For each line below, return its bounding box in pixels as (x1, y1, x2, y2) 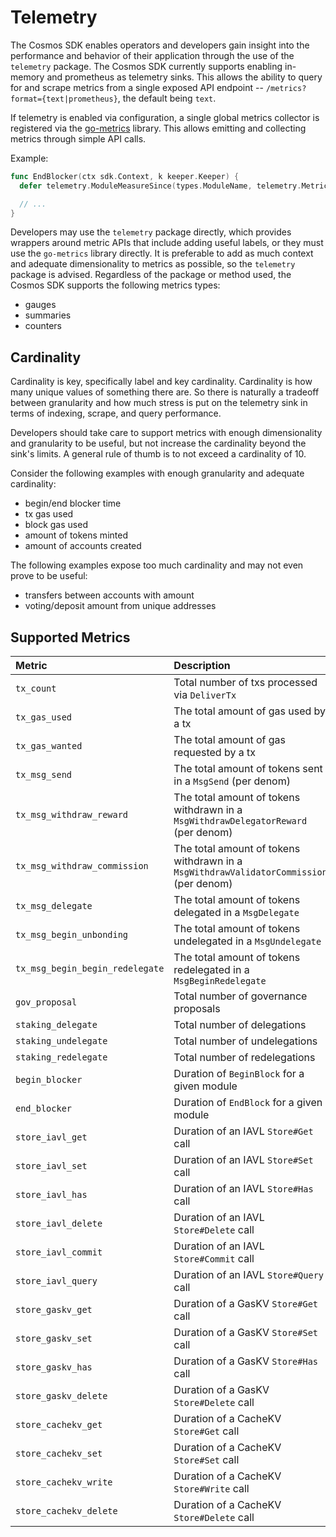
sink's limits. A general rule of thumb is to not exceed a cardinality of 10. (10, 448, 307, 460)
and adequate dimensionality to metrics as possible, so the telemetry (10, 258, 296, 270)
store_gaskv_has (15, 1362, 93, 1373)
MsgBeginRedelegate (173, 976, 267, 987)
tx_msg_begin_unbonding (15, 929, 129, 941)
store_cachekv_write (15, 1477, 113, 1488)
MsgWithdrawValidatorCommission (173, 867, 328, 878)
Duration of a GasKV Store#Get (173, 1297, 319, 1311)
